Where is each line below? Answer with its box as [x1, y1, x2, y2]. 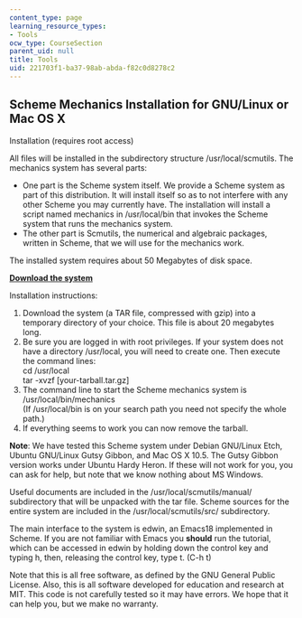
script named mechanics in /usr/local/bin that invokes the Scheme [22, 209, 269, 220]
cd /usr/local [22, 365, 70, 376]
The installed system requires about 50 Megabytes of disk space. [9, 255, 252, 266]
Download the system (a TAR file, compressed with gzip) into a [22, 307, 256, 318]
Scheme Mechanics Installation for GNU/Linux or [9, 97, 289, 113]
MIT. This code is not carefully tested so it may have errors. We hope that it [9, 588, 288, 599]
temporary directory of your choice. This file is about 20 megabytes [22, 317, 275, 328]
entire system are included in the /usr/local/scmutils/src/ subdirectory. [9, 505, 270, 516]
